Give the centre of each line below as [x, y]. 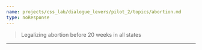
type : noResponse [28, 17]
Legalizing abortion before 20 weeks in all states [81, 34]
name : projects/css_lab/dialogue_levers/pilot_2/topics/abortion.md [94, 12]
